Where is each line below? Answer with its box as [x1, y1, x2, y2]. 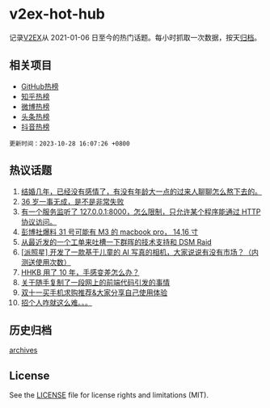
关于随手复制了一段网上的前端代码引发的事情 [20, 277, 171, 287]
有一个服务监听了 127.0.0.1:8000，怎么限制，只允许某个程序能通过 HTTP [20, 207, 261, 217]
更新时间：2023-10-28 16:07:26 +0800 [9, 139, 130, 148]
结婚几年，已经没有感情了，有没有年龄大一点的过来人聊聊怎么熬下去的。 [20, 187, 262, 196]
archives [9, 345, 38, 355]
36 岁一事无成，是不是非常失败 [20, 196, 124, 206]
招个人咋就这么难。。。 [20, 297, 92, 307]
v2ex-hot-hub [9, 5, 106, 23]
